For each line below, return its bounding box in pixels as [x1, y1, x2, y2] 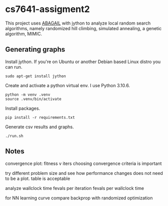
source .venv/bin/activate [5, 96, 62, 101]
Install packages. [5, 105, 40, 111]
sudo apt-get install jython [5, 74, 66, 79]
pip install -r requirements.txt [5, 115, 75, 120]
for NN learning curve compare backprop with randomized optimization [5, 194, 153, 201]
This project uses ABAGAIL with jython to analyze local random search [5, 20, 151, 26]
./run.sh [5, 133, 24, 138]
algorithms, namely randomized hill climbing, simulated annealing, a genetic [5, 25, 162, 31]
